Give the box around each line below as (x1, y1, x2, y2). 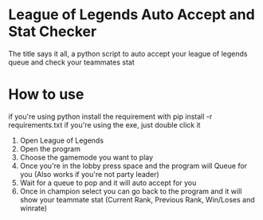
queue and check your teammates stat (8, 57, 135, 67)
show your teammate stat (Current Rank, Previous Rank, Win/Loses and (19, 194, 255, 204)
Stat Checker (8, 22, 97, 41)
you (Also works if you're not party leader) (19, 169, 159, 179)
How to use (8, 85, 84, 104)
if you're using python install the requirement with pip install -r (8, 112, 213, 121)
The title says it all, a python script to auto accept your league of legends (8, 49, 248, 58)
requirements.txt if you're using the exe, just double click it (8, 120, 201, 129)
